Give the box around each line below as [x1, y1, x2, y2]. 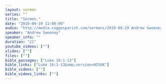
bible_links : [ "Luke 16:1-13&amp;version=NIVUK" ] [5, 62, 110, 67]
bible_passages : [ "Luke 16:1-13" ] [5, 58, 77, 63]
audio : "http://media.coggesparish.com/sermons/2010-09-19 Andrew [5, 26, 145, 31]
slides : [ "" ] [5, 48, 32, 53]
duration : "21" [5, 40, 37, 44]
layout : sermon [5, 7, 37, 12]
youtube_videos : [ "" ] [5, 44, 50, 49]
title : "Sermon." [5, 16, 41, 21]
